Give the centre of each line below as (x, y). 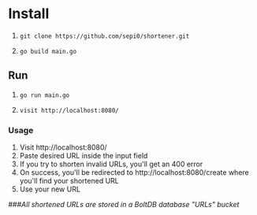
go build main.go (48, 51)
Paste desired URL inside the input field (84, 156)
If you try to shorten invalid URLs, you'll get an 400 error (111, 164)
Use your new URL (50, 189)
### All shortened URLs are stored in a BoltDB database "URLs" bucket (124, 205)
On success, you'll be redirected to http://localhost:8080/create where (134, 172)
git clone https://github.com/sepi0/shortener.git (104, 36)
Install (29, 14)
